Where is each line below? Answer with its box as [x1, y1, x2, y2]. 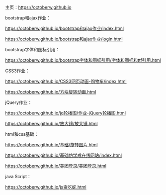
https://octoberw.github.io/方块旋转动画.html [5, 89, 96, 95]
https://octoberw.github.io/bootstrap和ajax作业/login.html [5, 36, 123, 42]
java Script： [5, 174, 31, 179]
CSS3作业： [5, 68, 30, 74]
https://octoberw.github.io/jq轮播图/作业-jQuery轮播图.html [5, 110, 126, 116]
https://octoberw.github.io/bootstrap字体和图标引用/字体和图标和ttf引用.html [5, 57, 161, 63]
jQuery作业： [5, 99, 32, 105]
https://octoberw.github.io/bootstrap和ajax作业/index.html [5, 25, 124, 31]
